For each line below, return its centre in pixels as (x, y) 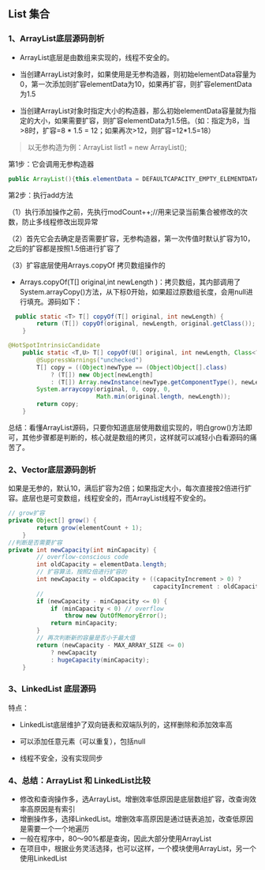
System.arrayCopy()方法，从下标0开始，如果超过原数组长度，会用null (133, 291)
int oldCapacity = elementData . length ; (102, 564)
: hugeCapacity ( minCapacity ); (100, 660)
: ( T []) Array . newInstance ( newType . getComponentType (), (144, 382)
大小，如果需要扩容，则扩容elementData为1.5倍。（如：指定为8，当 (142, 120)
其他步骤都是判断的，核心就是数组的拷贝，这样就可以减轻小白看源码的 (136, 437)
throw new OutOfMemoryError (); (116, 616)
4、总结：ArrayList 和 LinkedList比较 (80, 780)
